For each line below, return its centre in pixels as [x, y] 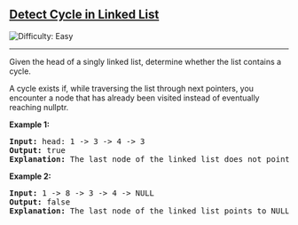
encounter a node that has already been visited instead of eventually [134, 98]
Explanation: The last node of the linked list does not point [149, 159]
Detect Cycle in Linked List [84, 15]
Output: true [38, 150]
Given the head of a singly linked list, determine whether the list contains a [145, 61]
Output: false [40, 202]
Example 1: [30, 125]
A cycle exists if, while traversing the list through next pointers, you [132, 88]
